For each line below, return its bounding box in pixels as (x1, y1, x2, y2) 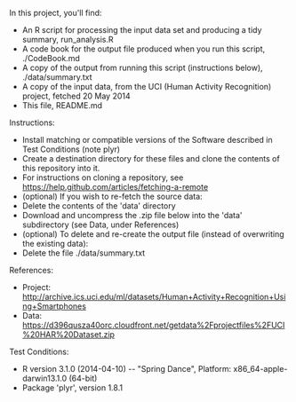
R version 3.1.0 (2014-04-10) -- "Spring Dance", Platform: (21, 364, 232, 374)
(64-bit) (68, 373, 98, 383)
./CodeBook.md (21, 53, 80, 63)
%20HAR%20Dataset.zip (21, 329, 116, 340)
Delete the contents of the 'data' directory (21, 201, 176, 211)
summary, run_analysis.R (21, 35, 114, 44)
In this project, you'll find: (9, 8, 102, 18)
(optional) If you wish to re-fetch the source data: (21, 191, 203, 201)
